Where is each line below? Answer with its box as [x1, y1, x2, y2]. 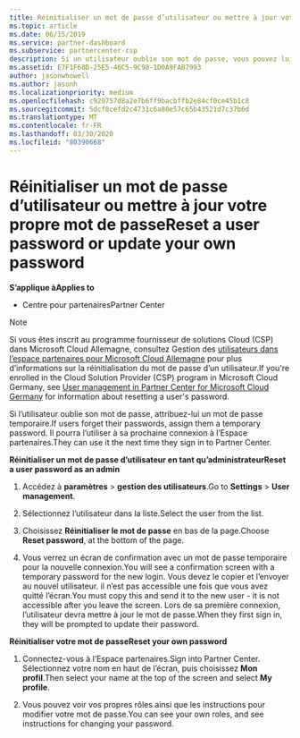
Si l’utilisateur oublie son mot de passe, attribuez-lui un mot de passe [9, 408, 263, 419]
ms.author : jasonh [9, 80, 78, 89]
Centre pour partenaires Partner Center [21, 299, 165, 310]
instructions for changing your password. [21, 717, 174, 729]
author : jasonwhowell [9, 72, 90, 81]
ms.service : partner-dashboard [9, 38, 126, 47]
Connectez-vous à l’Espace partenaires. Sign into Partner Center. [21, 653, 261, 664]
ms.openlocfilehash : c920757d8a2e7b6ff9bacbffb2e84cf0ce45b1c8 [9, 96, 250, 106]
